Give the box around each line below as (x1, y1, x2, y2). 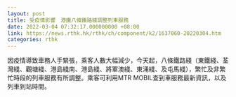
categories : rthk (7, 36, 58, 43)
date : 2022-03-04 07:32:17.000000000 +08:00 (7, 23, 140, 30)
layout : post (7, 10, 46, 17)
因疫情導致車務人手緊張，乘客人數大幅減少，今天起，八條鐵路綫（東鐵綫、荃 (7, 57, 229, 65)
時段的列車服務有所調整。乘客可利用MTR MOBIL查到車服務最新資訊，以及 (13, 74, 227, 82)
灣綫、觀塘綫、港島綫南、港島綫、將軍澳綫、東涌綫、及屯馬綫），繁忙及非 (7, 65, 220, 73)
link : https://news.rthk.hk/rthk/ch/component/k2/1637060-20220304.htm (7, 29, 221, 37)
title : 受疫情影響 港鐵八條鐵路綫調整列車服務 (7, 17, 129, 24)
